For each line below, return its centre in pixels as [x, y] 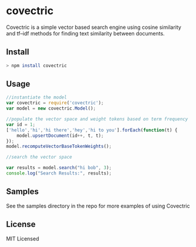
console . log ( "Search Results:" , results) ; [59, 173]
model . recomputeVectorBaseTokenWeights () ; [59, 146]
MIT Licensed [23, 238]
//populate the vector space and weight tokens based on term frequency [97, 119]
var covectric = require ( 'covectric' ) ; [55, 103]
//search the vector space [39, 157]
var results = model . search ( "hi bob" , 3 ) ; [59, 168]
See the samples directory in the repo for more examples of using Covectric [98, 206]
